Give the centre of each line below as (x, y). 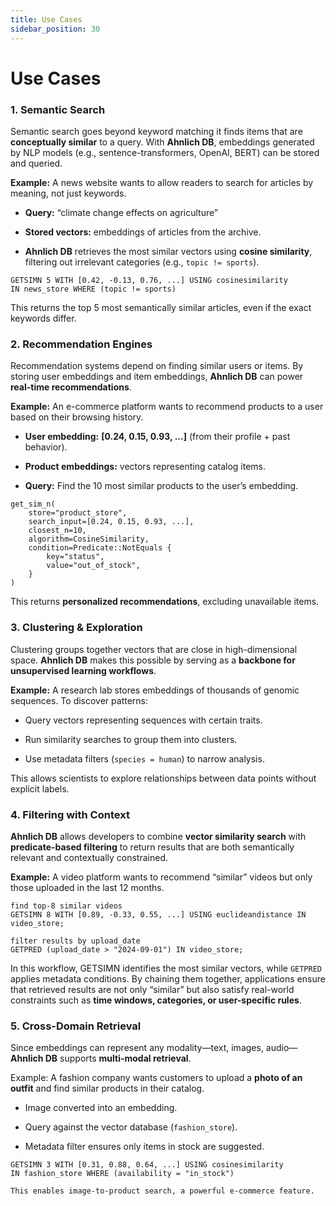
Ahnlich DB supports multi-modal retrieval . (101, 1058)
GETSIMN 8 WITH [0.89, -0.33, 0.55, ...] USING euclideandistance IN (158, 914)
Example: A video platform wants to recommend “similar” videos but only (161, 877)
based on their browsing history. (77, 417)
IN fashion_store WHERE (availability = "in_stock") (122, 1174)
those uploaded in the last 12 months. (87, 887)
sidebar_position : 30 (55, 29)
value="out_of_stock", (93, 566)
